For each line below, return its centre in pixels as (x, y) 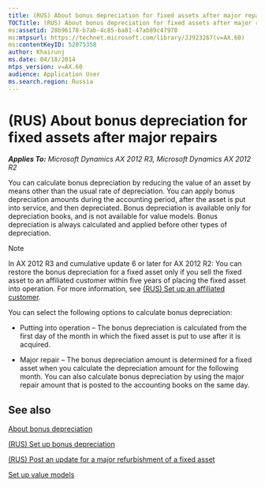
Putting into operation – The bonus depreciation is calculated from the (133, 328)
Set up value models (41, 475)
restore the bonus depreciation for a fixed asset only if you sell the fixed (125, 272)
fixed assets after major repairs (113, 137)
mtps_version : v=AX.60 (45, 67)
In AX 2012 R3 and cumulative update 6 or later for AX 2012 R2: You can (125, 264)
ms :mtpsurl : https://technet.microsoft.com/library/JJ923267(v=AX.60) (127, 37)
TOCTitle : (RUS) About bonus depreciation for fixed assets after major (130, 23)
